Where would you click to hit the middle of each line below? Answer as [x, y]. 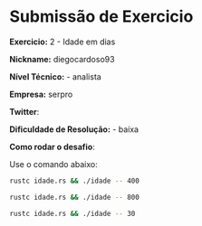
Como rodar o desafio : [52, 146]
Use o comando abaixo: [53, 164]
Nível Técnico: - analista [55, 76]
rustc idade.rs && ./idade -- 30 [72, 213]
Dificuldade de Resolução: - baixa [74, 129]
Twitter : [24, 111]
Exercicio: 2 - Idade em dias [63, 42]
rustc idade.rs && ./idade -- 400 [75, 181]
